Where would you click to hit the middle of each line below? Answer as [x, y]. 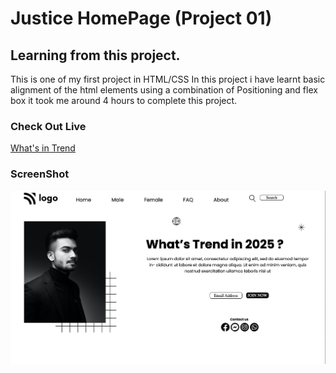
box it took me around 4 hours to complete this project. [124, 100]
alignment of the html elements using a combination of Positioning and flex [164, 90]
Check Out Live [48, 126]
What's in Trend [43, 148]
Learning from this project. [95, 55]
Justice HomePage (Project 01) [141, 18]
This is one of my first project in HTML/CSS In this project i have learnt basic [168, 79]
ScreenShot [40, 174]
